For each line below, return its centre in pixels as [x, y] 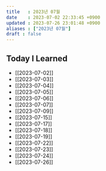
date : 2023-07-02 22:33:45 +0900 [53, 17]
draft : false [24, 34]
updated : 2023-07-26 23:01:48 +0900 [53, 23]
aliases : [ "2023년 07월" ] [39, 28]
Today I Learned [37, 58]
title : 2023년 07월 [33, 12]
